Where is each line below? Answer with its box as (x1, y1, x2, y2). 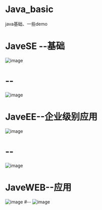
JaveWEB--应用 (5, 182, 72, 193)
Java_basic (5, 4, 54, 15)
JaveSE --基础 (5, 40, 65, 52)
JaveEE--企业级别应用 (5, 111, 98, 122)
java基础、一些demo (5, 21, 48, 27)
